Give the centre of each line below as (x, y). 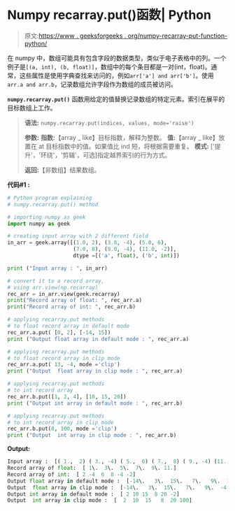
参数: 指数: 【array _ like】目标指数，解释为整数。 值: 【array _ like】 (121, 137)
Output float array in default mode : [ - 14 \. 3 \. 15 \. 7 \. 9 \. (114, 481)
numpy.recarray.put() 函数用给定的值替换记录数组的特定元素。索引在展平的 (116, 99)
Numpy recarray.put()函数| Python (109, 15)
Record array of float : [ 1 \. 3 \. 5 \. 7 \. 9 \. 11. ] (92, 468)
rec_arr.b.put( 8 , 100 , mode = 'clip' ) (62, 429)
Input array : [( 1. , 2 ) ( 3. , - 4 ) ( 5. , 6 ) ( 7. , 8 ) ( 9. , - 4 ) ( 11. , (119, 462)
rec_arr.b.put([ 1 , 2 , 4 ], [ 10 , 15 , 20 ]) (67, 396)
